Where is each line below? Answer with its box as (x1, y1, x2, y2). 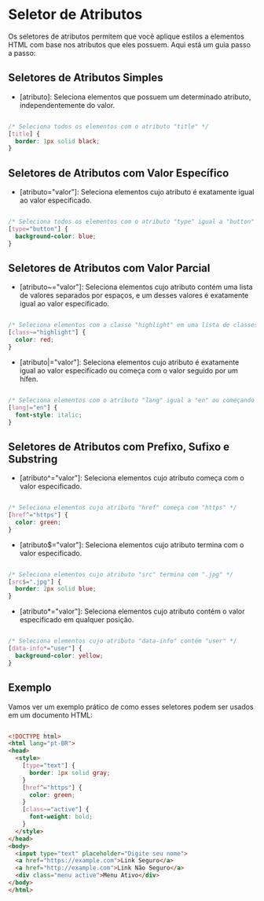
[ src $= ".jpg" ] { (8, 577, 61, 586)
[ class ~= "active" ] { (22, 806, 90, 814)
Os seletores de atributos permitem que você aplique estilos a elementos (8, 32, 245, 41)
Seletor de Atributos (8, 6, 143, 24)
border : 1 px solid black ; (15, 137, 101, 145)
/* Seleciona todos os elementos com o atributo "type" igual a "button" (8, 218, 255, 226)
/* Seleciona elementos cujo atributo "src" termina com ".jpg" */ (8, 570, 234, 578)
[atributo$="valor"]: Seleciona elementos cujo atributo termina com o (19, 539, 244, 549)
